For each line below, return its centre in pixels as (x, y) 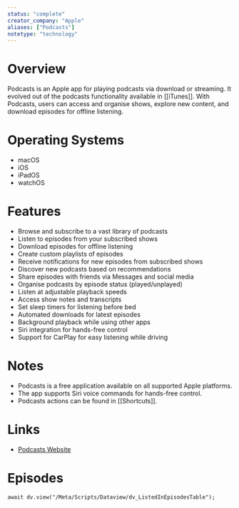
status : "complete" (36, 14)
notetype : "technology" (43, 34)
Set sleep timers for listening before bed (77, 307)
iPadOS (29, 175)
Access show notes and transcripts (70, 299)
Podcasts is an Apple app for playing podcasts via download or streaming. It (119, 89)
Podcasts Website (44, 449)
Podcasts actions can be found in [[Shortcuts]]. (87, 401)
